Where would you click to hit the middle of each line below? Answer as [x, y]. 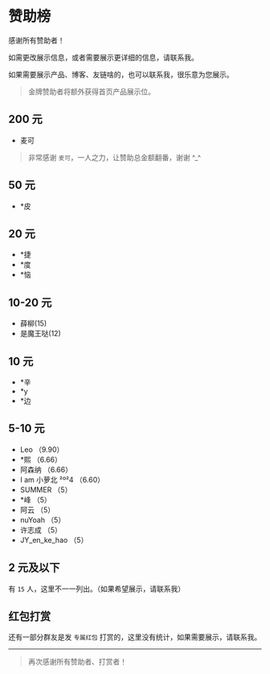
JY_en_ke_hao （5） [54, 540]
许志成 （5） [41, 530]
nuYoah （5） [43, 520]
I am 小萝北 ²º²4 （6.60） [62, 479]
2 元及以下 [34, 568]
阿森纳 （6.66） [46, 469]
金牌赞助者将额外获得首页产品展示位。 [91, 91]
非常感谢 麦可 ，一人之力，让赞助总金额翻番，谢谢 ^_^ [115, 157]
